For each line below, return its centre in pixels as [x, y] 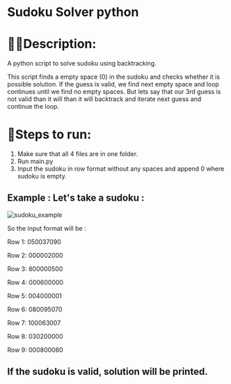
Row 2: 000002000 [35, 255]
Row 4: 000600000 [35, 282]
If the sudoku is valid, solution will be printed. [107, 372]
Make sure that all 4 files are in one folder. [77, 154]
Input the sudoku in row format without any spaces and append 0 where [121, 169]
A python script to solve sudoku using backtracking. [82, 63]
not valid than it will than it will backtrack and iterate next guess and [104, 99]
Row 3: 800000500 [35, 268]
